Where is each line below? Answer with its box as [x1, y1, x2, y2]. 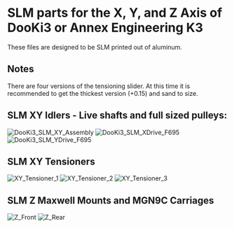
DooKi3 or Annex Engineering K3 [7, 20, 203, 36]
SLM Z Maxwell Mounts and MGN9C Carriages [7, 194, 214, 206]
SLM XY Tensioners [7, 155, 96, 167]
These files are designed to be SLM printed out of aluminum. [7, 43, 182, 51]
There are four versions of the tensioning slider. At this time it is [7, 82, 191, 90]
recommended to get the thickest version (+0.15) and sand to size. [7, 89, 198, 97]
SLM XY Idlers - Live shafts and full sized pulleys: [7, 110, 228, 122]
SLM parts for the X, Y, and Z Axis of [7, 5, 223, 21]
